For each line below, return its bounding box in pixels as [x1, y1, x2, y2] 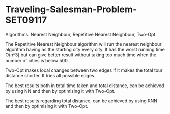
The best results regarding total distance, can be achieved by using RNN [5, 98, 158, 104]
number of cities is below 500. [5, 57, 69, 63]
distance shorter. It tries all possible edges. [5, 72, 96, 78]
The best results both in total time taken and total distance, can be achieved [5, 82, 164, 89]
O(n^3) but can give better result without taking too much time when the [5, 52, 157, 58]
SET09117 [5, 14, 47, 26]
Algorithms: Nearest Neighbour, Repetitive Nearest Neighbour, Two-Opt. [5, 31, 157, 37]
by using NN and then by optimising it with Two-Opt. [5, 88, 116, 94]
